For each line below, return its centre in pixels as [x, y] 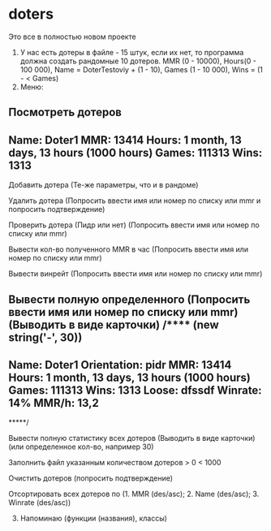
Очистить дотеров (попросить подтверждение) [90, 478]
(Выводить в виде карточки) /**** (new [114, 324]
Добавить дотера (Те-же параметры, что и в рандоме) [103, 185]
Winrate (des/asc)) [40, 503]
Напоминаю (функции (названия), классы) [94, 518]
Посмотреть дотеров [65, 112]
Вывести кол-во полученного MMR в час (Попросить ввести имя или [129, 249]
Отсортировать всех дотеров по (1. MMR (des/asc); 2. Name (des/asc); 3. [134, 494]
